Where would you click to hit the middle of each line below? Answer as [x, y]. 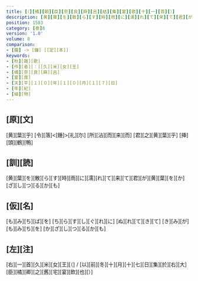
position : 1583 [25, 22]
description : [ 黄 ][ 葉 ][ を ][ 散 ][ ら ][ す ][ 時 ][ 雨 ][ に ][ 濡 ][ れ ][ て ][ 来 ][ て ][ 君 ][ [97, 17]
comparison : [21, 45]
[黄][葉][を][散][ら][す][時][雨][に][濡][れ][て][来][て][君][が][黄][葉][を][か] [95, 178]
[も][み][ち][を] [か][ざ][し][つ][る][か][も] [56, 229]
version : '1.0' [25, 34]
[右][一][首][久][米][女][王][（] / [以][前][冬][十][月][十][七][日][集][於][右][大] [97, 264]
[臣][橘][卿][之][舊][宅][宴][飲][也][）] [49, 272]
